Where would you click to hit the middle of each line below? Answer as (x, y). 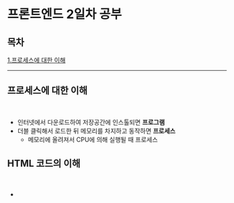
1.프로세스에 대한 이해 (37, 60)
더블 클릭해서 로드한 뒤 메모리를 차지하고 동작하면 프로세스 (96, 131)
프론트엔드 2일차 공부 (64, 14)
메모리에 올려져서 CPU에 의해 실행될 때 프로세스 (93, 139)
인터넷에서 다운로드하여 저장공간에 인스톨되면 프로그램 (91, 122)
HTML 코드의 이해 (44, 164)
